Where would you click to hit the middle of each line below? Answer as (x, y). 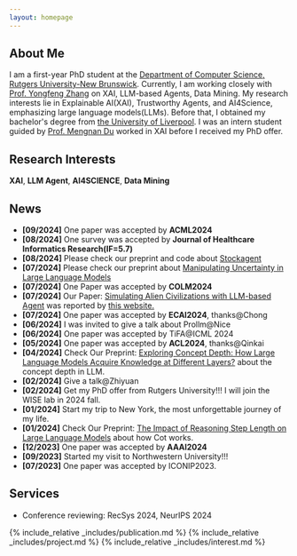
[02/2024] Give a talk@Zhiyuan (80, 381)
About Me (37, 54)
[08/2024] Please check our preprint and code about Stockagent (141, 258)
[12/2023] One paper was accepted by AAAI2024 (114, 447)
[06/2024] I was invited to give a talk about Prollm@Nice (126, 324)
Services (35, 494)
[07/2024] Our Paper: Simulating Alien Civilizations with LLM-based (147, 296)
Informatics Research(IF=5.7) (77, 249)
